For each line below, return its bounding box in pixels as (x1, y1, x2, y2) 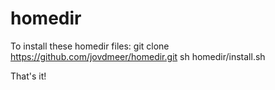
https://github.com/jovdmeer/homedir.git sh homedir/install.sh (10, 50, 266, 62)
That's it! (10, 70, 47, 82)
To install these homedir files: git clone (10, 40, 170, 52)
